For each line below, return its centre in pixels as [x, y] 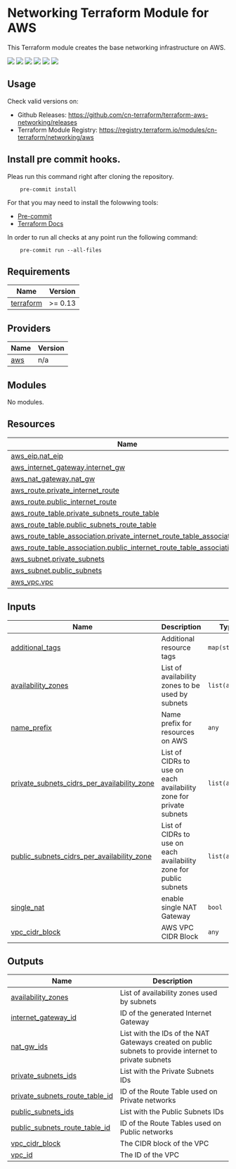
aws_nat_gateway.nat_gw [53, 478]
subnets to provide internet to [169, 1051]
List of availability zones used [169, 993]
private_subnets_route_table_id [62, 1096]
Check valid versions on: [43, 101]
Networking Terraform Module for [108, 13]
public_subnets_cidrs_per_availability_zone [81, 856]
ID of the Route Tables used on [170, 1123]
